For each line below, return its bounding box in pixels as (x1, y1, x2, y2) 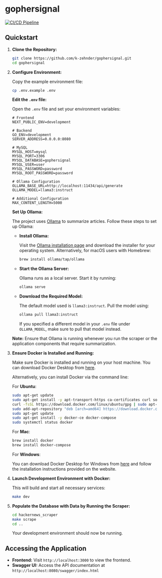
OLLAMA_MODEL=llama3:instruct (12, 188, 74, 193)
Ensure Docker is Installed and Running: (12, 350, 94, 356)
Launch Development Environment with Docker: (12, 475, 111, 481)
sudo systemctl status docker (12, 420, 74, 425)
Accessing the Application (5, 544, 87, 552)
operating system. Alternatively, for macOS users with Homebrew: (19, 248, 151, 254)
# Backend (12, 128, 32, 133)
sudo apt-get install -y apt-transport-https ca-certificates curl (12, 397, 151, 402)
